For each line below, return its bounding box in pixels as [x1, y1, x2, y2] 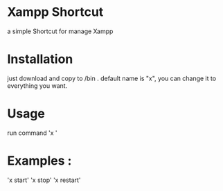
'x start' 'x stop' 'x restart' [7, 176, 81, 184]
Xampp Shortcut [7, 4, 104, 20]
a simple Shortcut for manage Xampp [7, 27, 114, 35]
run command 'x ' [7, 129, 57, 137]
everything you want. [7, 81, 68, 90]
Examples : [7, 153, 72, 168]
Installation [7, 51, 73, 67]
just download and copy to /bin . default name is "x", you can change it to [7, 74, 217, 82]
